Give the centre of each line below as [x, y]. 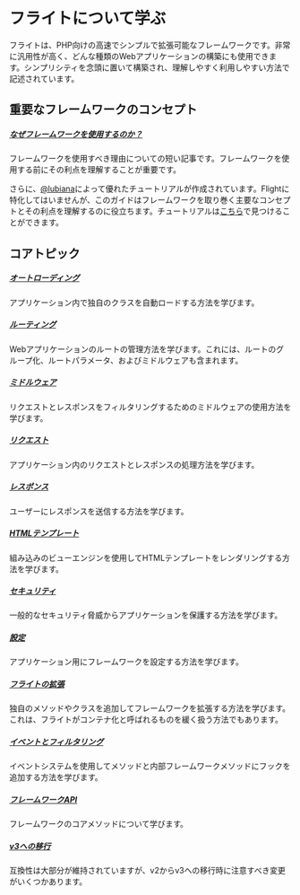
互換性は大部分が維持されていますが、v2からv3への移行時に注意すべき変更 [148, 871]
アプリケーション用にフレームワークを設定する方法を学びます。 [126, 662]
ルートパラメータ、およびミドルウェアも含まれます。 [146, 360]
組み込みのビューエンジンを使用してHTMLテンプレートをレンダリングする [146, 557]
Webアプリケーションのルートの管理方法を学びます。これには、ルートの [143, 349]
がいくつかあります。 [48, 882]
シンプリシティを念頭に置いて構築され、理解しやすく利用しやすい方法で [157, 67]
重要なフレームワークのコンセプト [103, 110]
